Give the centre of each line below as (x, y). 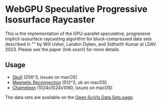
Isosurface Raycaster (50, 20)
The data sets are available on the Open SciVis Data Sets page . (70, 97)
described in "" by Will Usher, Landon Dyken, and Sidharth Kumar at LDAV (81, 44)
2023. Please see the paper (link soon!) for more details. (63, 49)
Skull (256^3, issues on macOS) (45, 77)
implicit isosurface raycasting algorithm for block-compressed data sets (79, 39)
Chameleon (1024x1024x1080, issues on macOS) (62, 88)
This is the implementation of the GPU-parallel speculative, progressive (78, 33)
